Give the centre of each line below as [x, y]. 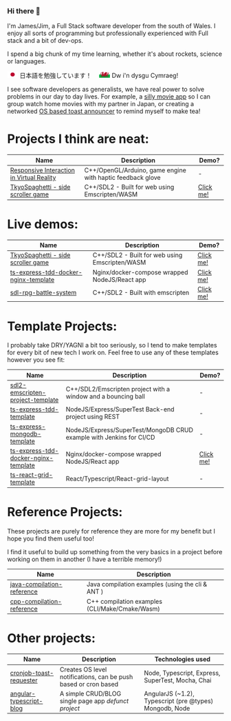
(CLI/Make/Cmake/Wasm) [123, 609]
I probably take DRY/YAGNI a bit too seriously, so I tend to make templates [112, 345]
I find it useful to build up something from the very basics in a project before [115, 551]
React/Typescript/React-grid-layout [117, 478]
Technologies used [183, 659]
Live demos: [43, 224]
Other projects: [52, 639]
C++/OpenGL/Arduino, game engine [135, 170]
